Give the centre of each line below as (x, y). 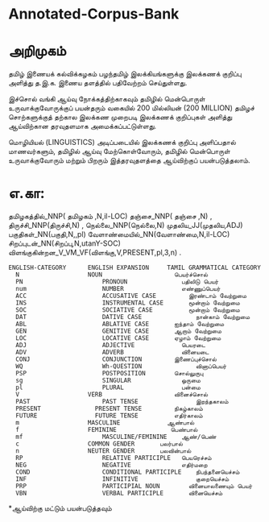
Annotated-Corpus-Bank (94, 14)
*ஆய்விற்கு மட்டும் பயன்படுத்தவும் (60, 508)
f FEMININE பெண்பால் (107, 430)
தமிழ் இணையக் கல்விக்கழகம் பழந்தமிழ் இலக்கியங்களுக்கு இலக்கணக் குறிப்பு (125, 74)
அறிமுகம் (37, 51)
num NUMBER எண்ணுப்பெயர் (118, 289)
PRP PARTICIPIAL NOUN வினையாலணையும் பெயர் (134, 487)
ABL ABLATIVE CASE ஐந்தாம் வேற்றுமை (120, 324)
